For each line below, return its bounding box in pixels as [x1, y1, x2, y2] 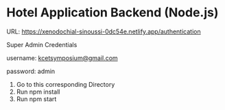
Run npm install [16, 87, 60, 96]
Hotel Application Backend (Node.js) [6, 5, 219, 20]
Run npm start [16, 94, 57, 103]
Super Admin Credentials [6, 40, 78, 49]
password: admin [6, 67, 56, 75]
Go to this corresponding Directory [16, 80, 115, 88]
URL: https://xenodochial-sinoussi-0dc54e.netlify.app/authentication [6, 27, 201, 36]
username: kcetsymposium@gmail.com [6, 53, 118, 62]
